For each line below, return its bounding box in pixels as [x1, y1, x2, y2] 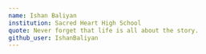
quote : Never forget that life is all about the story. [8, 26, 199, 34]
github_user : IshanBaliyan [8, 33, 99, 42]
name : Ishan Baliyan [8, 11, 78, 20]
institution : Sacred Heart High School [8, 19, 142, 27]
